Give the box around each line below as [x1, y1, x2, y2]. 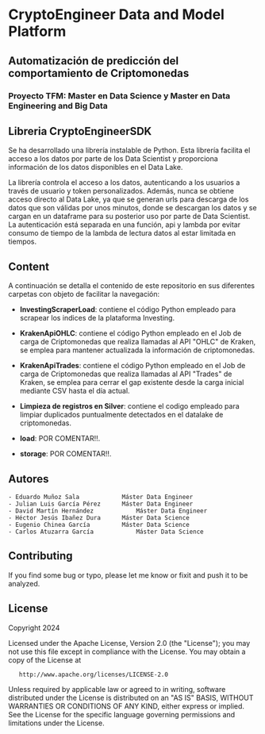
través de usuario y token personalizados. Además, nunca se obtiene [8, 186, 234, 196]
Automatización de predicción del [8, 54, 179, 67]
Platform [8, 22, 67, 40]
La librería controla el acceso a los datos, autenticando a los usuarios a [8, 178, 240, 187]
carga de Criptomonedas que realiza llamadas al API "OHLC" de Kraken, [19, 337, 256, 347]
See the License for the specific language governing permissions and [8, 709, 236, 719]
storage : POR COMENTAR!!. [19, 449, 112, 459]
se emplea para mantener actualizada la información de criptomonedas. [19, 345, 255, 355]
